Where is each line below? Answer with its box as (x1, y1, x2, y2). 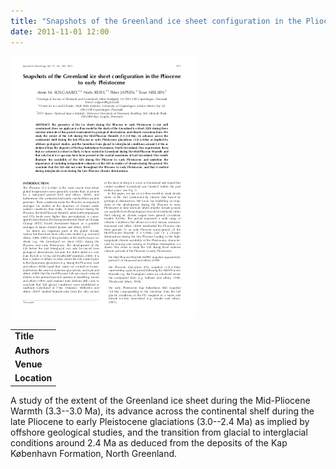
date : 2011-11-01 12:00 (10, 26, 110, 37)
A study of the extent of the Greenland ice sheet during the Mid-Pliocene (10, 394, 311, 406)
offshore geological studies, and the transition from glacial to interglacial (10, 426, 308, 438)
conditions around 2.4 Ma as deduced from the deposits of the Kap (10, 436, 288, 449)
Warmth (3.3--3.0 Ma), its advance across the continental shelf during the (10, 405, 315, 417)
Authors (14, 344, 50, 356)
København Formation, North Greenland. (10, 447, 178, 459)
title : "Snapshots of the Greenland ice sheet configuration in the (10, 16, 302, 26)
